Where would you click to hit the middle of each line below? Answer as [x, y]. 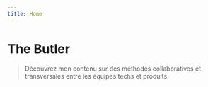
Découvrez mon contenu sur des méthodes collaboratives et [113, 69]
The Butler [39, 48]
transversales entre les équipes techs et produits [96, 76]
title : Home [25, 14]
